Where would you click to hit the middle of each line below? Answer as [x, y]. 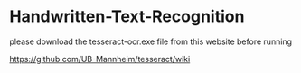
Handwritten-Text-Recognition [127, 17]
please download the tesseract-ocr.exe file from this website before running [150, 41]
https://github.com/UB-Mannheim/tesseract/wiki [100, 59]
